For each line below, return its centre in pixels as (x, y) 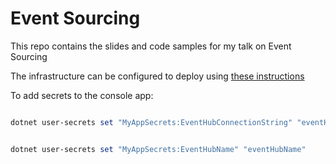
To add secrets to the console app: (82, 95)
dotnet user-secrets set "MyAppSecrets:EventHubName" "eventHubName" (158, 149)
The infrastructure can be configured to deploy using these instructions (157, 76)
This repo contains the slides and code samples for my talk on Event (151, 46)
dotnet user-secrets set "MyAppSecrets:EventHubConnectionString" (151, 122)
